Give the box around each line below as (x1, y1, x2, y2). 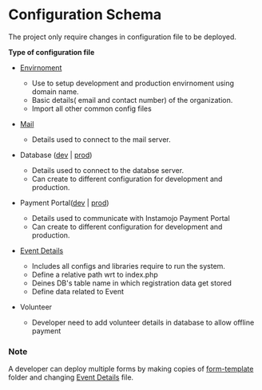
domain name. (31, 86, 79, 97)
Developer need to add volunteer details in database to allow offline (31, 317, 255, 327)
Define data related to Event (31, 286, 125, 296)
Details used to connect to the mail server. (31, 134, 172, 144)
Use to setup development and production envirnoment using (31, 78, 234, 88)
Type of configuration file (8, 47, 95, 57)
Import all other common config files (31, 104, 152, 113)
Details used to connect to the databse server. (31, 165, 185, 175)
